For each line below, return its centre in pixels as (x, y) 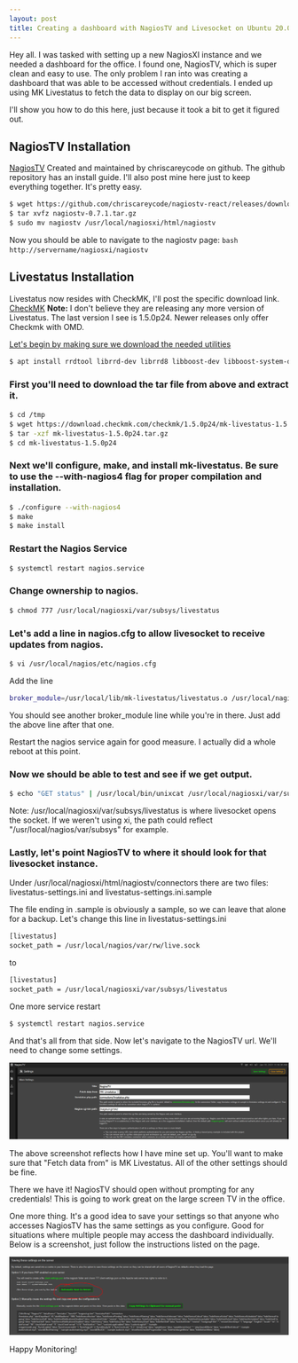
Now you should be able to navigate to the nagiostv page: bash (124, 240)
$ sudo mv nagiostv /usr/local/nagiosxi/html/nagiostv (113, 223)
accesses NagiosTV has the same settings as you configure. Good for (137, 1225)
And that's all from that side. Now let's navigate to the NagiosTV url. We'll (143, 1040)
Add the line (31, 681)
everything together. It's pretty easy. (76, 187)
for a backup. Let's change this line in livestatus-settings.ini (118, 919)
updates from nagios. (56, 644)
